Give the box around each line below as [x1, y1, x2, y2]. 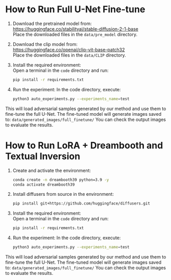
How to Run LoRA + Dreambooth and [5, 139, 163, 151]
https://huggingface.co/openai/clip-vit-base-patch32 [12, 46, 125, 53]
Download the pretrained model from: [12, 20, 92, 27]
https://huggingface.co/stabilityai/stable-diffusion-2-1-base [12, 26, 139, 32]
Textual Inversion [5, 150, 81, 162]
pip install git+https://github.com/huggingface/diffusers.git [12, 201, 151, 206]
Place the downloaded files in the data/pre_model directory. [12, 31, 138, 37]
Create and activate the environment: [12, 167, 91, 173]
